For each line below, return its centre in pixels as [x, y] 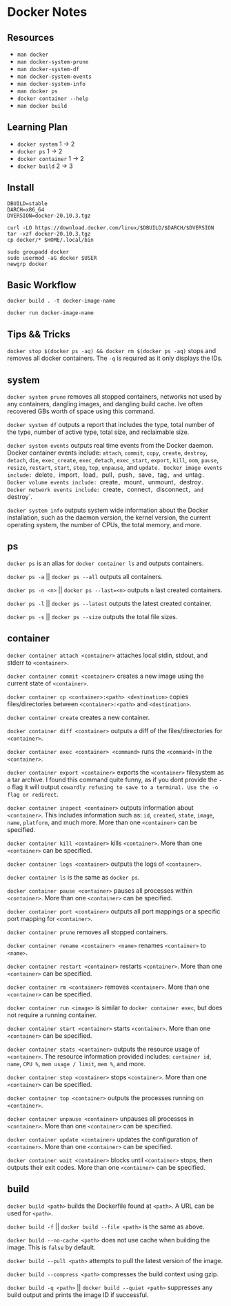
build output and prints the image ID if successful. [78, 1295]
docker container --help [53, 99]
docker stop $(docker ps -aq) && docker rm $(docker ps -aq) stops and [111, 351]
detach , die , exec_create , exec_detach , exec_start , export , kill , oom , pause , [113, 460]
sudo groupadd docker [38, 252]
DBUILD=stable [28, 204]
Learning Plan [38, 127]
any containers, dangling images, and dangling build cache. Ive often [105, 404]
